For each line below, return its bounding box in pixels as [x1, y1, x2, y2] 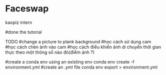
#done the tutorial [5, 29, 42, 35]
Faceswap [5, 3, 49, 14]
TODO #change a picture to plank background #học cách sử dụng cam [5, 38, 151, 45]
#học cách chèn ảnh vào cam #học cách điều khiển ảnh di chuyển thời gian [5, 44, 161, 50]
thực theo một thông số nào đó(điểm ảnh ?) [5, 49, 95, 55]
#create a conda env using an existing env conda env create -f [5, 59, 134, 65]
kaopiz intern [5, 19, 32, 25]
